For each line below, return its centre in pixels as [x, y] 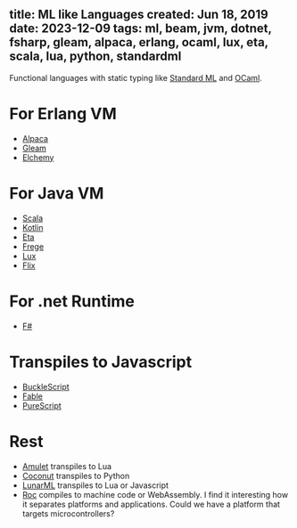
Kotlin [33, 227]
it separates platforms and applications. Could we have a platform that [151, 504]
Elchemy [38, 157]
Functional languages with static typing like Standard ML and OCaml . [136, 77]
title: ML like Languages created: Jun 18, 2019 [139, 15]
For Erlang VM [63, 114]
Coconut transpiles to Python [76, 475]
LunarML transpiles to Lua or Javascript [95, 485]
